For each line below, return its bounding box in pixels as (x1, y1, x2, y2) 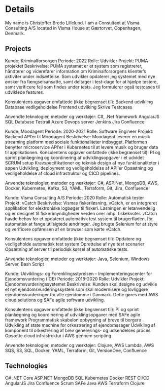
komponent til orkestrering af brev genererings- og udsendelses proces (5, 327, 151, 333)
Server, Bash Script (5, 261, 44, 267)
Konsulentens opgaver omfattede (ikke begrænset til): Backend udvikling (5, 99, 153, 105)
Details (5, 3, 34, 15)
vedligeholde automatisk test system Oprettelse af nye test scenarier (5, 241, 145, 247)
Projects (5, 44, 32, 53)
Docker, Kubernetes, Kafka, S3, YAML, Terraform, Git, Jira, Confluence (5, 185, 149, 191)
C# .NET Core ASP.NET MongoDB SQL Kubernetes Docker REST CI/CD (5, 375, 150, 381)
